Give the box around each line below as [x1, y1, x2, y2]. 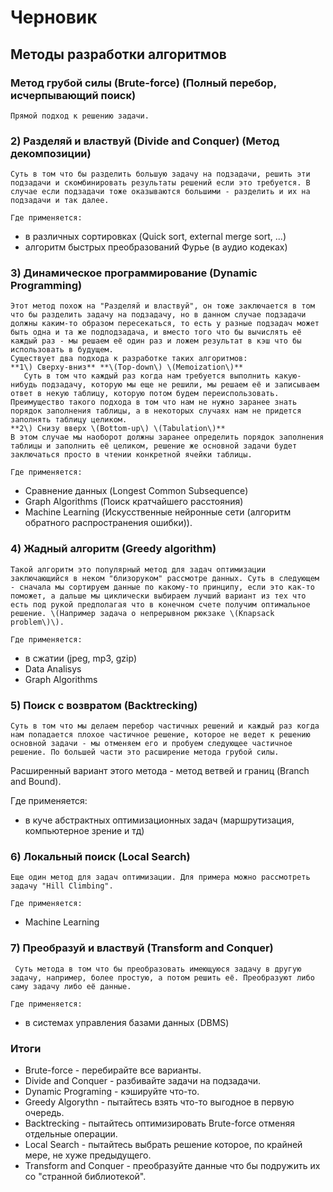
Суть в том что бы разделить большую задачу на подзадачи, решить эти [10, 169, 311, 180]
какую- [274, 371, 302, 381]
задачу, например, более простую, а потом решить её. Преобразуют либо [10, 972, 315, 983]
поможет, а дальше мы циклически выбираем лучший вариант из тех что [10, 591, 307, 601]
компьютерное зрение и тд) [24, 825, 145, 837]
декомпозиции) [10, 146, 92, 160]
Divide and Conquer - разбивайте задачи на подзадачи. [24, 1074, 262, 1086]
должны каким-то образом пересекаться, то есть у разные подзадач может [10, 319, 320, 329]
